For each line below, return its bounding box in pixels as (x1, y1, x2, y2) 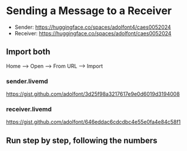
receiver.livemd (6, 105, 52, 113)
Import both (6, 47, 51, 57)
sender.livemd (6, 77, 48, 85)
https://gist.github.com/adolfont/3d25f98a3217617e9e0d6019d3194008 (6, 90, 181, 98)
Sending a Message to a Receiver (6, 4, 172, 18)
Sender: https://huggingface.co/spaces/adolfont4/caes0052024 (14, 24, 172, 31)
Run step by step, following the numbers (6, 135, 158, 145)
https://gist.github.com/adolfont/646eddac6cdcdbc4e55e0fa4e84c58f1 (6, 119, 181, 126)
